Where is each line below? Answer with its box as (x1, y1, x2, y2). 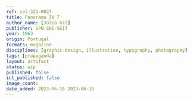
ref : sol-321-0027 (6, 8, 52, 15)
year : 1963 (6, 31, 33, 37)
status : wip (6, 64, 36, 70)
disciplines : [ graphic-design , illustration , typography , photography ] (6, 48, 188, 53)
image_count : (6, 81, 39, 87)
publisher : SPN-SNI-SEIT (6, 25, 68, 31)
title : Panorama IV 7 (6, 14, 60, 20)
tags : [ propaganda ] (6, 53, 55, 59)
